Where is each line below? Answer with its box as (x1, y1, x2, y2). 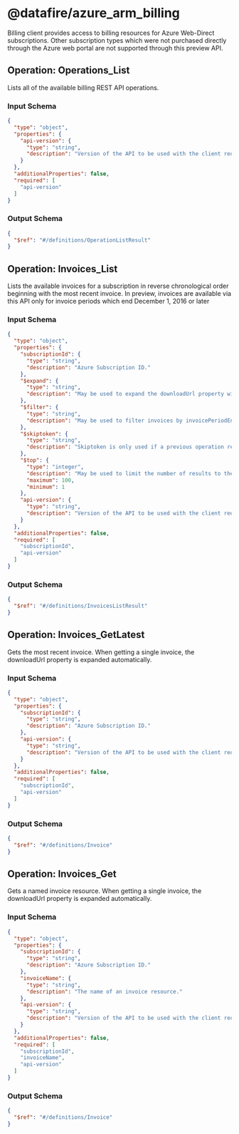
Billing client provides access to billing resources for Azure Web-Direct (7, 29, 215, 37)
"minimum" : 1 (26, 483, 65, 490)
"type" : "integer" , (26, 463, 84, 470)
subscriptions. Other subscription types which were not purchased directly (7, 36, 227, 44)
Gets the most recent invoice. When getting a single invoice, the (7, 647, 195, 656)
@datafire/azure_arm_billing (7, 5, 180, 21)
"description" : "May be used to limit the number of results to (26, 470, 221, 477)
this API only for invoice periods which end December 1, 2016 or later (7, 297, 210, 306)
